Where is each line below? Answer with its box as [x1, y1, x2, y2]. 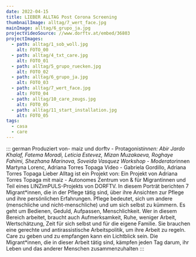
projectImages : [6, 36, 44, 42]
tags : [6, 118, 19, 124]
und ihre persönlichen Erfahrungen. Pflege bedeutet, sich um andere [6, 195, 172, 202]
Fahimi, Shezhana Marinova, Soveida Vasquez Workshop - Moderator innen [6, 157, 190, 165]
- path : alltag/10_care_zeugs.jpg [11, 96, 96, 102]
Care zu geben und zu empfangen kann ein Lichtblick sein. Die [6, 232, 158, 239]
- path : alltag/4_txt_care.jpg [11, 52, 88, 58]
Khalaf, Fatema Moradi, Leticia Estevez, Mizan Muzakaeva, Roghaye [6, 151, 174, 158]
